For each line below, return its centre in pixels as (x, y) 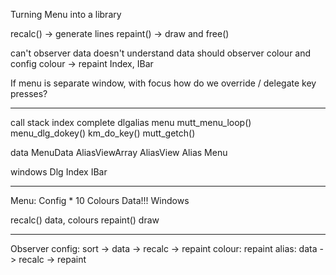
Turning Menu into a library (66, 14)
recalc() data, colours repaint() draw (85, 220)
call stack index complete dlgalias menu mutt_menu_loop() (131, 122)
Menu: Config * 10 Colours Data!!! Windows (100, 200)
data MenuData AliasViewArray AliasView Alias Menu (119, 152)
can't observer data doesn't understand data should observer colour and (161, 53)
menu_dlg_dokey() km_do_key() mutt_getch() (103, 133)
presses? (29, 93)
